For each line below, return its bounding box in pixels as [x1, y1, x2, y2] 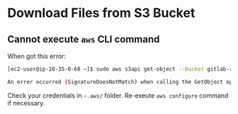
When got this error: [7, 52, 66, 60]
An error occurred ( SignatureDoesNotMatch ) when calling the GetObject [7, 78, 223, 86]
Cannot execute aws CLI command [7, 33, 160, 45]
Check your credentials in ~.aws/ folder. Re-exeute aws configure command [7, 91, 229, 100]
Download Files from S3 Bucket [7, 5, 195, 21]
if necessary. [7, 98, 45, 107]
